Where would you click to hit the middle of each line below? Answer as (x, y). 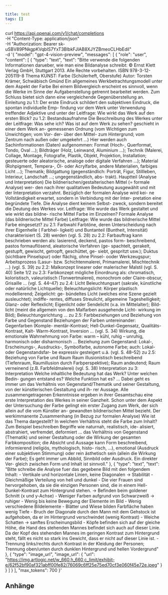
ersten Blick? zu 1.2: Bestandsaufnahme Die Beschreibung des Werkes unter (84, 118)
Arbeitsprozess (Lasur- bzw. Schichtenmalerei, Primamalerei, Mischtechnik (82, 262)
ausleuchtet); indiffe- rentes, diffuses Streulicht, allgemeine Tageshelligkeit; (83, 299)
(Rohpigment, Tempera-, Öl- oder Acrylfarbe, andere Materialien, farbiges (81, 166)
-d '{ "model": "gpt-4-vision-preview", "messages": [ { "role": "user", (76, 54)
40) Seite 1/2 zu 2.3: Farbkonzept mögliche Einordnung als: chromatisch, (80, 272)
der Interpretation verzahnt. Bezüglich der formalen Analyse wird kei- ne (80, 193)
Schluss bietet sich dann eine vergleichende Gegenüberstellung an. (75, 97)
